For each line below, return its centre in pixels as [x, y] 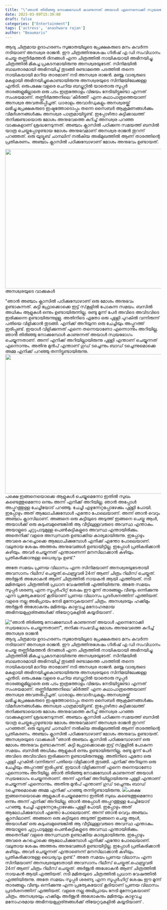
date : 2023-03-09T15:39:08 [33, 14]
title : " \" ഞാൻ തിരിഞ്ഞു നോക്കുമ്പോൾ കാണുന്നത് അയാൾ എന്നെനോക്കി [75, 10]
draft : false [19, 19]
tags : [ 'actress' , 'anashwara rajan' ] [45, 28]
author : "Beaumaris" [27, 33]
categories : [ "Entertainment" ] [37, 24]
